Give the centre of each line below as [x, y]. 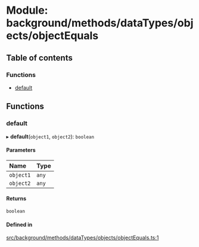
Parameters [21, 150]
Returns [16, 199]
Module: [27, 10]
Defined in [19, 224]
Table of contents [39, 58]
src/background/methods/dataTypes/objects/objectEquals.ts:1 [83, 238]
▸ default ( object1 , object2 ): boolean [50, 136]
